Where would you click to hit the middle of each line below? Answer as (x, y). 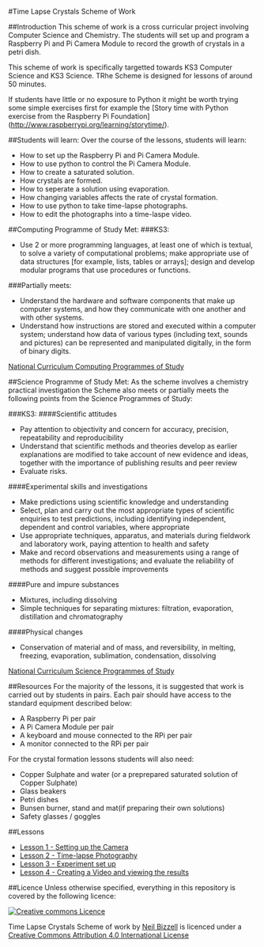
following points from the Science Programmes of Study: (100, 398)
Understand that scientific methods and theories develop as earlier (128, 446)
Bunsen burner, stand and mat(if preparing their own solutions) (122, 808)
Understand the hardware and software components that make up (127, 301)
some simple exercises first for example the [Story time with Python (119, 108)
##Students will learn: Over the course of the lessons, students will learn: (128, 140)
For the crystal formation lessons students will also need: (101, 759)
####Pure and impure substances (64, 584)
